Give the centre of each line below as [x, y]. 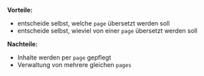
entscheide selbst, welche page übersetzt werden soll [93, 23]
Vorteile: [20, 10]
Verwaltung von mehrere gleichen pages [74, 65]
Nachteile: [23, 44]
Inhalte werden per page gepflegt [64, 57]
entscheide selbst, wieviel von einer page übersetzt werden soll [107, 31]
